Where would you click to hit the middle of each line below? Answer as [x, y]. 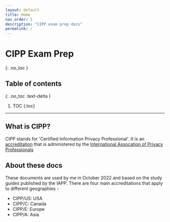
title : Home [18, 15]
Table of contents [33, 84]
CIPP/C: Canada [29, 204]
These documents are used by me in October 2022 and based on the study [84, 177]
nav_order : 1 [19, 19]
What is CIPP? [28, 126]
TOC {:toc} [24, 106]
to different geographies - [32, 189]
